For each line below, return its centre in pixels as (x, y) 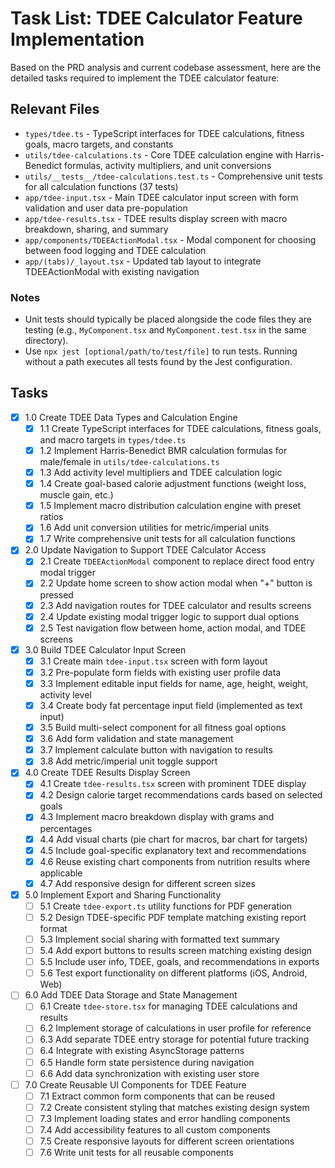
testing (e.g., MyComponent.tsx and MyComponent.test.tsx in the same (165, 330)
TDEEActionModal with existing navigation (112, 271)
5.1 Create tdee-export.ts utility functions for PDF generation (166, 906)
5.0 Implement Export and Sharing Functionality (123, 894)
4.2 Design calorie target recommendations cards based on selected (181, 795)
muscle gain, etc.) (76, 495)
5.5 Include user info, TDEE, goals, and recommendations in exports (179, 962)
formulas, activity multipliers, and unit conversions (168, 165)
